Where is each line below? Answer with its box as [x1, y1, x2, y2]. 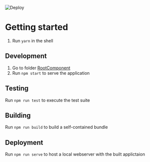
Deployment [5, 138, 43, 146]
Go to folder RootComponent [12, 65, 71, 71]
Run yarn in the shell [12, 38, 54, 43]
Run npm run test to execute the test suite [5, 97, 90, 103]
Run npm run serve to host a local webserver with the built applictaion [5, 151, 146, 157]
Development [5, 52, 47, 61]
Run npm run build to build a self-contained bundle [5, 124, 108, 130]
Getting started [5, 22, 68, 33]
